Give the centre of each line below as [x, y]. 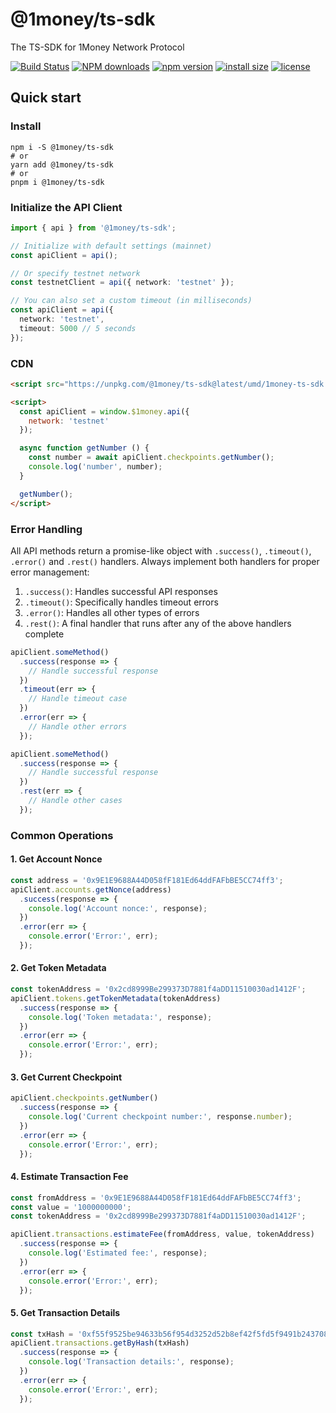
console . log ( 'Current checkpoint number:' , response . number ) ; [160, 1117]
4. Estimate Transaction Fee [69, 1177]
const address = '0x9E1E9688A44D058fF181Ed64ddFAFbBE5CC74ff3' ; [147, 880]
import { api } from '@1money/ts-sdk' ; [93, 228]
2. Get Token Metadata [58, 968]
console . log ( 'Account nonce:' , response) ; [118, 908]
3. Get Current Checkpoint [66, 1077]
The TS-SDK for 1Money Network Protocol [97, 47]
